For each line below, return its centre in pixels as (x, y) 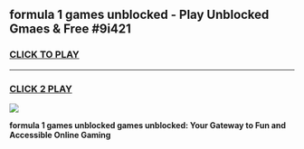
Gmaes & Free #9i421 (70, 29)
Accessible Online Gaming (60, 135)
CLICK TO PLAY (44, 55)
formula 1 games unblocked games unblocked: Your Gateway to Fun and (148, 125)
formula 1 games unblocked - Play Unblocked (139, 15)
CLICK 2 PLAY (41, 88)
